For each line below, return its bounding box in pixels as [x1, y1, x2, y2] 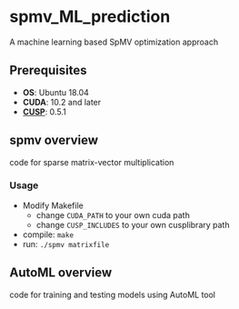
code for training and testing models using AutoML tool [9, 289, 216, 300]
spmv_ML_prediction [9, 6, 171, 27]
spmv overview [9, 133, 98, 148]
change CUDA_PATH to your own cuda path [35, 209, 191, 220]
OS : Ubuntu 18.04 [22, 86, 89, 97]
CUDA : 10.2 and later [22, 96, 102, 107]
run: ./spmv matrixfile [22, 238, 110, 249]
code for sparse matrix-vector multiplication [9, 156, 174, 167]
